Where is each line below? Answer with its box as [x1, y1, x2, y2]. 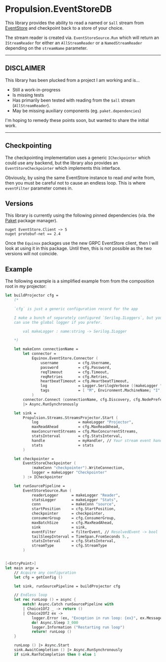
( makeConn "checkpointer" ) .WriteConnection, [31, 466, 125, 470]
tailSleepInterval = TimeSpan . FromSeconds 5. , [31, 534, 129, 539]
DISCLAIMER [5, 64, 45, 73]
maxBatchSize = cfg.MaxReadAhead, [31, 520, 114, 525]
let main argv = [5, 565, 39, 571]
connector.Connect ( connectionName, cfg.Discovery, [23, 397, 132, 402]
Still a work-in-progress [12, 86, 61, 92]
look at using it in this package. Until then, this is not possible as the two [5, 245, 152, 251]
